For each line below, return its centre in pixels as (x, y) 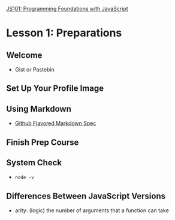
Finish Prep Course (43, 142)
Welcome (24, 55)
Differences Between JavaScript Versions (86, 196)
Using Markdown (39, 108)
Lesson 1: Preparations (64, 33)
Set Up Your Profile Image (55, 89)
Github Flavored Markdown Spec (55, 123)
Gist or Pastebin (35, 69)
